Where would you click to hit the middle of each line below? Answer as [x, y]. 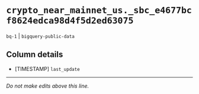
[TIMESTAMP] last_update [47, 69]
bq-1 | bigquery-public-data [41, 36]
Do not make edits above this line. [48, 86]
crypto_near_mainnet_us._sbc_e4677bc [99, 10]
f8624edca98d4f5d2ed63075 [70, 21]
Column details [35, 55]
